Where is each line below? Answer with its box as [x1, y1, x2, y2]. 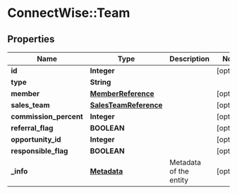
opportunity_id [11, 135, 61, 144]
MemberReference [90, 89, 154, 98]
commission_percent [11, 111, 83, 121]
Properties [7, 33, 55, 45]
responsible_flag [11, 146, 68, 156]
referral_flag [11, 123, 54, 133]
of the [169, 166, 189, 176]
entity [169, 175, 189, 185]
